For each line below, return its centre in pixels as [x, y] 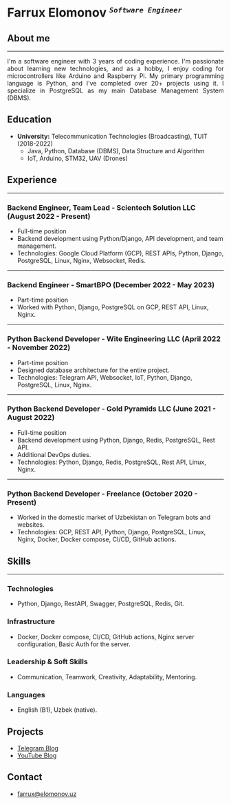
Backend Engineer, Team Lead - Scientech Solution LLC [101, 207]
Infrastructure [31, 621]
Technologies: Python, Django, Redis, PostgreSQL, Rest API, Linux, [111, 462]
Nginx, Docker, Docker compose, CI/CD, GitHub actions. [97, 539]
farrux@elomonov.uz [47, 794]
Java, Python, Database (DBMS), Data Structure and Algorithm [116, 151]
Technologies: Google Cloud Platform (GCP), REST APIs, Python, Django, [120, 253]
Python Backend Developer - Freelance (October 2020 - [102, 494]
